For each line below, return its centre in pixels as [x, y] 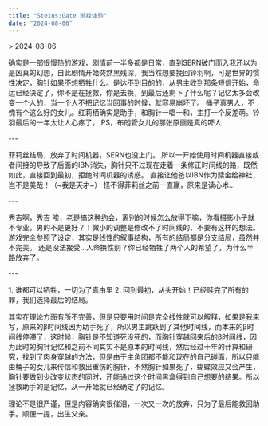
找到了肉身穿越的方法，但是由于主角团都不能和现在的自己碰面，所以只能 [141, 356]
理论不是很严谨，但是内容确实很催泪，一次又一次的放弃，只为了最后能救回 [130, 404]
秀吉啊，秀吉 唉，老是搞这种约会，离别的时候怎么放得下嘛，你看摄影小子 [128, 217]
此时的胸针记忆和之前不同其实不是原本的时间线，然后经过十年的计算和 [130, 346]
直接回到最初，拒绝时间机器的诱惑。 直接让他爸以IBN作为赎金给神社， [144, 175]
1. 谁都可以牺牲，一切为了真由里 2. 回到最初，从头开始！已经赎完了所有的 [129, 289]
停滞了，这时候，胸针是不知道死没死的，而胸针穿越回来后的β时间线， [136, 336]
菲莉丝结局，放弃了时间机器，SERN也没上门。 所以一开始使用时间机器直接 [130, 155]
